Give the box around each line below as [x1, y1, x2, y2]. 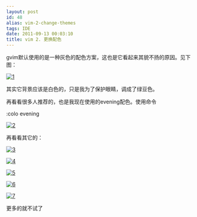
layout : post [6, 8, 39, 15]
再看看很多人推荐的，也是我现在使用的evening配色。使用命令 [6, 98, 157, 105]
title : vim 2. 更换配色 [6, 36, 61, 42]
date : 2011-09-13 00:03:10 [6, 31, 73, 37]
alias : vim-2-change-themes [6, 20, 76, 26]
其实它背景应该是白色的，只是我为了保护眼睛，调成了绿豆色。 [6, 85, 158, 93]
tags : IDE [6, 25, 31, 32]
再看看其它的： [6, 134, 43, 141]
